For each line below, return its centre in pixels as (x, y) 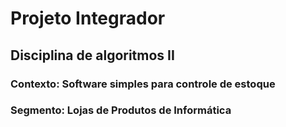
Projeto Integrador (88, 18)
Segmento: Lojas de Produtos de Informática (121, 110)
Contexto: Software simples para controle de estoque (143, 84)
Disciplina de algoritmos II (92, 55)
